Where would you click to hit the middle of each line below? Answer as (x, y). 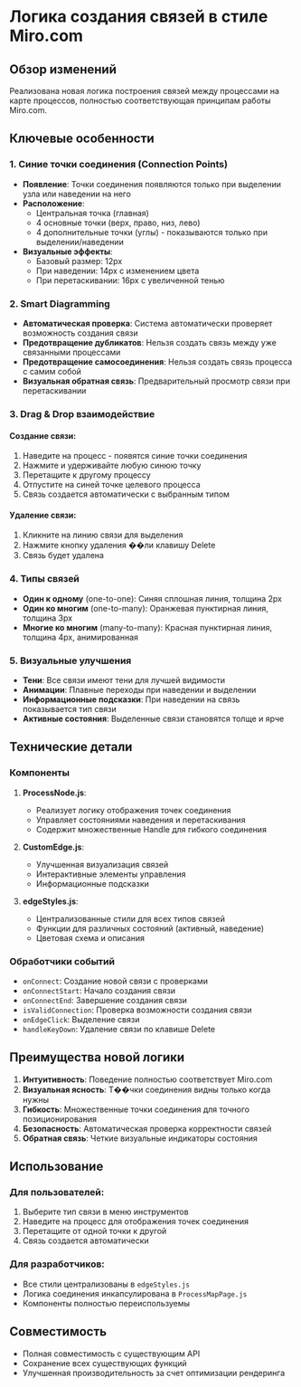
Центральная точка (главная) (92, 213)
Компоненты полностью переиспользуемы (106, 1303)
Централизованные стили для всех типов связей (131, 918)
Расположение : (53, 203)
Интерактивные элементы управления (111, 874)
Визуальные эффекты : (67, 252)
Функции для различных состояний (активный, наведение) (150, 928)
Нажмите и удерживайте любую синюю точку (112, 465)
